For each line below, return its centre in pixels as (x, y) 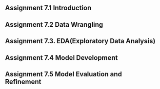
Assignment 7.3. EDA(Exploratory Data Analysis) (80, 41)
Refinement (23, 81)
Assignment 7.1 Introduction (48, 8)
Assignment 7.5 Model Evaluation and (63, 74)
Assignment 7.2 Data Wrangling (54, 25)
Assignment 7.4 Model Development (61, 58)
